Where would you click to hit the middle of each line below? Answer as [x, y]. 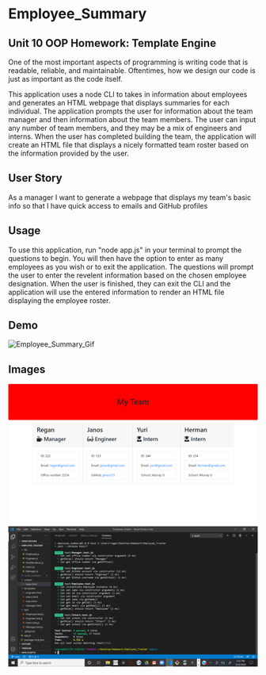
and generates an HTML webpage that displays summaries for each [119, 103]
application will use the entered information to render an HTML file [116, 292]
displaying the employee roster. [59, 300]
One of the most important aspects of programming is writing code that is [128, 62]
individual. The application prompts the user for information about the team [131, 111]
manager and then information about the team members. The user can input [132, 119]
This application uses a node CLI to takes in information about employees [128, 94]
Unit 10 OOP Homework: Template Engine [112, 43]
